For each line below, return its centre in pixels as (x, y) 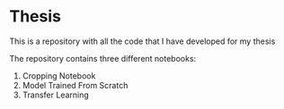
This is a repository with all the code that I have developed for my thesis (142, 41)
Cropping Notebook (59, 75)
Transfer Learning (56, 95)
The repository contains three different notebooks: (103, 58)
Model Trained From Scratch (75, 85)
